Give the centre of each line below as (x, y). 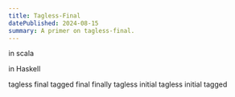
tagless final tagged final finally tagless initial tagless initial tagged (118, 84)
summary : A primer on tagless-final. (72, 30)
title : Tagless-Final (45, 16)
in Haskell (25, 69)
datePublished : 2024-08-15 (54, 23)
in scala (21, 54)
